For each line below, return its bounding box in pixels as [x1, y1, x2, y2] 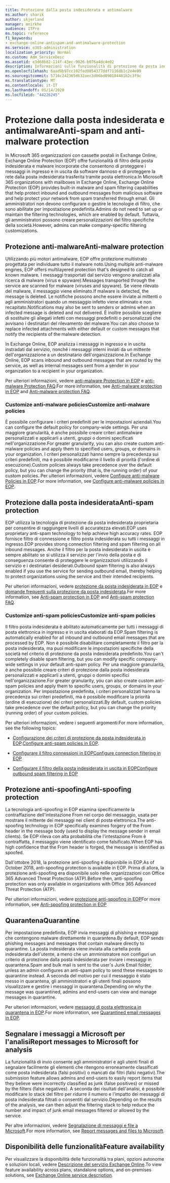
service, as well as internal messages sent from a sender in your [5, 363, 140, 369]
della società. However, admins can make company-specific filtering [5, 222, 147, 228]
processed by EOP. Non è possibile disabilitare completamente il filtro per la [5, 639, 163, 646]
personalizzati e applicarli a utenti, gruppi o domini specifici [5, 672, 130, 678]
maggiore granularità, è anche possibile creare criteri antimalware [5, 430, 143, 436]
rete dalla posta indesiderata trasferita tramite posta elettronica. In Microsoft [5, 174, 163, 180]
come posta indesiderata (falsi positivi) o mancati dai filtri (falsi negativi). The [5, 1070, 165, 1076]
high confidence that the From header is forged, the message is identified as [5, 844, 165, 850]
